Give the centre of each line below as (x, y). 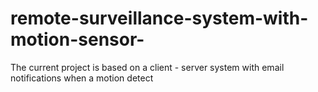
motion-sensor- (77, 39)
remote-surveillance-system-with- (159, 18)
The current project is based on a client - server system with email (147, 67)
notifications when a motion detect (82, 78)
